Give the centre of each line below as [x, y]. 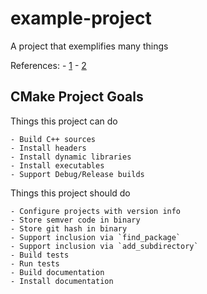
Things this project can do [64, 121]
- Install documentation [62, 281]
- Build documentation [57, 272]
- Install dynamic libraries [71, 157]
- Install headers [48, 148]
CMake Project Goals [77, 97]
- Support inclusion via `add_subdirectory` [104, 246]
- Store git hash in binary [69, 228]
